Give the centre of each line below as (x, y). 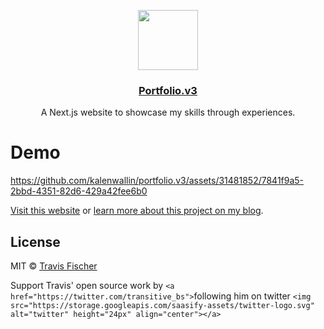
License (35, 241)
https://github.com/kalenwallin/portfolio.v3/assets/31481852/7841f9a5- (157, 181)
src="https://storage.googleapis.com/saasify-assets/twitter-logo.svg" (162, 306)
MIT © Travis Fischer (54, 266)
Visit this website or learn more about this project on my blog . (137, 211)
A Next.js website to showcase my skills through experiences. (168, 112)
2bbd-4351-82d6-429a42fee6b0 (79, 191)
